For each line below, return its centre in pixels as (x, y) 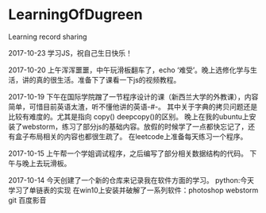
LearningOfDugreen (75, 15)
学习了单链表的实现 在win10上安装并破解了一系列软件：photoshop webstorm (133, 190)
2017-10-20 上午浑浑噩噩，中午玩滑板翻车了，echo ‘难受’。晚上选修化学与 (129, 70)
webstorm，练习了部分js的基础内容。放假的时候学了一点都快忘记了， (135, 126)
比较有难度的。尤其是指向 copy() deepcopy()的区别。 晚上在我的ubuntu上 (129, 116)
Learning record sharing (48, 37)
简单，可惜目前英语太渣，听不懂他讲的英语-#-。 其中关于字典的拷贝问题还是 (133, 106)
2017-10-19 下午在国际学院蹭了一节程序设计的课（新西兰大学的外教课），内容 (133, 96)
